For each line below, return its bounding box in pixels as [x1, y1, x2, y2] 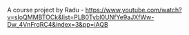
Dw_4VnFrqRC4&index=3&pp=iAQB [7, 21, 108, 28]
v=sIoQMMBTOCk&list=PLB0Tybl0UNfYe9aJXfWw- [7, 13, 155, 21]
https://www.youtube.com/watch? [85, 6, 182, 14]
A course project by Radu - [7, 6, 84, 14]
